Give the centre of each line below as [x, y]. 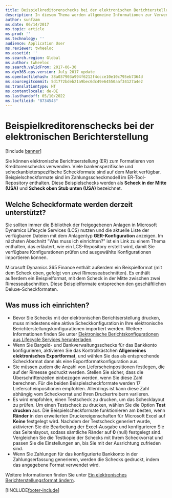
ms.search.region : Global [33, 58]
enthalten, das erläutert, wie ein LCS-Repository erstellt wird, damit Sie [80, 246]
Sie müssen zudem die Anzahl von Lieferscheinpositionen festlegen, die [89, 367]
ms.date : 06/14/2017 [27, 24]
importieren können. [27, 257]
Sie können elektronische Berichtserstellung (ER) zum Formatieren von [80, 161]
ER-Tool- [137, 177]
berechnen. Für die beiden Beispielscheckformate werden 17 [77, 383]
